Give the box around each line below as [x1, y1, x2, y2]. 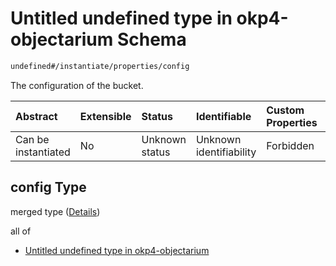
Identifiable [195, 109, 252, 123]
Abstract [15, 109, 58, 123]
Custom [266, 103, 305, 117]
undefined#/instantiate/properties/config [10, 61, 190, 71]
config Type [10, 179, 87, 196]
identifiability [195, 145, 257, 159]
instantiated [15, 145, 71, 159]
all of [10, 225, 32, 237]
